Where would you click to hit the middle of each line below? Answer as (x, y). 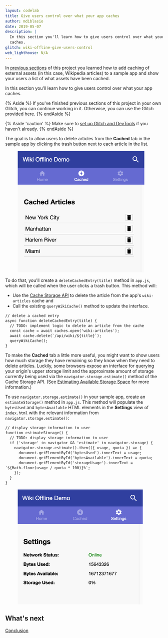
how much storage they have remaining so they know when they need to (80, 360)
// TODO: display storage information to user (59, 438)
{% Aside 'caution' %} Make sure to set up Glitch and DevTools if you (77, 123)
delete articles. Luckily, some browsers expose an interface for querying (80, 366)
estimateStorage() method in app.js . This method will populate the (74, 402)
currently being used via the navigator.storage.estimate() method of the (81, 376)
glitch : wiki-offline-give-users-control (49, 48)
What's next (24, 618)
